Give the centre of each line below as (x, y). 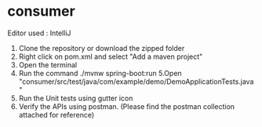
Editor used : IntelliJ (39, 33)
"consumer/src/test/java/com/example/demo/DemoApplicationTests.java (136, 82)
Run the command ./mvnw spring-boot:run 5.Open (100, 73)
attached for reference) (56, 114)
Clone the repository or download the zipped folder (102, 48)
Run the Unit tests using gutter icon (76, 98)
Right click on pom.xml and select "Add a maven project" (111, 56)
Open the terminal (48, 64)
